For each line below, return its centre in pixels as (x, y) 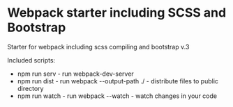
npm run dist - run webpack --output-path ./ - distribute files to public (118, 81)
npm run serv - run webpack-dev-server (75, 74)
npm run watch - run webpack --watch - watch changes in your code (117, 96)
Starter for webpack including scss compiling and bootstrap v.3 (98, 47)
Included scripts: (31, 60)
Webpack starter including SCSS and (117, 13)
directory (30, 88)
